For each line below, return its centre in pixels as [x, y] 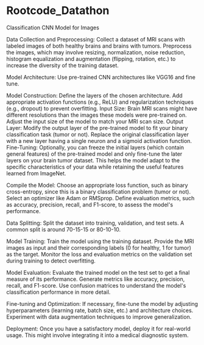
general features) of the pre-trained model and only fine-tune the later [94, 154]
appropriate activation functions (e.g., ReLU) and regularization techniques [100, 102]
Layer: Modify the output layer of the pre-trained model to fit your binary [97, 128]
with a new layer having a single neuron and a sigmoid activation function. [99, 140]
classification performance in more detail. [58, 292]
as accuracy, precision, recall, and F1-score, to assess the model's [90, 205]
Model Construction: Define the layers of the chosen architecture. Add [94, 95]
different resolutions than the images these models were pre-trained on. [97, 115]
